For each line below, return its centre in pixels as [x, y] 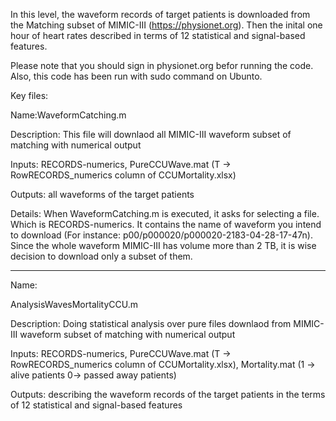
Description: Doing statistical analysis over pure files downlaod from [151, 323]
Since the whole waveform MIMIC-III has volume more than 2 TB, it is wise [163, 245]
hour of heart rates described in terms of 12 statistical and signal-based [158, 35]
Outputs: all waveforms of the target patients [102, 194]
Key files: [29, 95]
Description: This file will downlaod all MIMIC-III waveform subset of [151, 134]
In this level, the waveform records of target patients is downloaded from [160, 14]
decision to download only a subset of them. [101, 256]
